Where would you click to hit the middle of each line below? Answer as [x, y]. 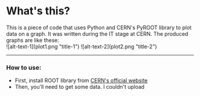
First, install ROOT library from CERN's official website [81, 80]
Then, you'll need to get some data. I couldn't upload [79, 87]
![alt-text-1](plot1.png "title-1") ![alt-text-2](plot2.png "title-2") [82, 47]
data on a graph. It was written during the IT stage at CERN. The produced [97, 33]
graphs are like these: [33, 40]
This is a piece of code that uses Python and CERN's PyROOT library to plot [99, 27]
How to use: [24, 67]
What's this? [38, 11]
